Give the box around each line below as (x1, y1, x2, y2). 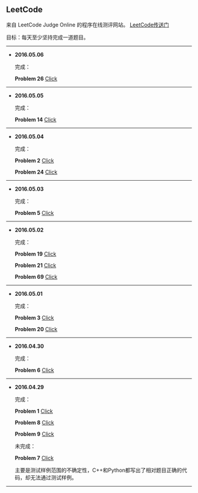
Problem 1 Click (14, 407, 53, 414)
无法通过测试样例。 (30, 474, 77, 481)
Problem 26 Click (14, 75, 58, 82)
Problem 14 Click (14, 116, 57, 123)
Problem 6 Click (14, 366, 54, 374)
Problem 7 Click (14, 454, 54, 461)
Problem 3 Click (14, 314, 54, 321)
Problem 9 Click (14, 430, 54, 438)
